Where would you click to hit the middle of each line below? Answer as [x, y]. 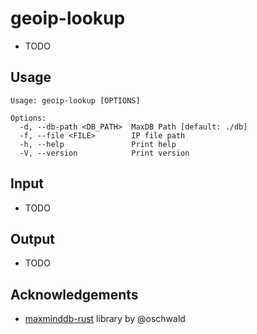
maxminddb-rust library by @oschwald [105, 319]
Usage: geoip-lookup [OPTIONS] [75, 100]
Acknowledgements [74, 294]
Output [32, 238]
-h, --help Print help [98, 144]
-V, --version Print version [104, 153]
